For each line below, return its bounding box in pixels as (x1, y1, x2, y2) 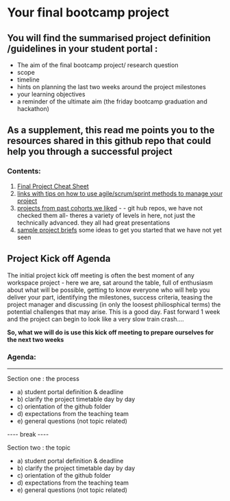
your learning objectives (16, 90, 86, 98)
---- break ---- (7, 430, 49, 438)
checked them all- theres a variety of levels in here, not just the (16, 211, 196, 219)
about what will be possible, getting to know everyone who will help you (7, 286, 210, 294)
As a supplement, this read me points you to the (7, 125, 215, 136)
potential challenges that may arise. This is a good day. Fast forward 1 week (7, 307, 220, 316)
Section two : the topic (7, 443, 71, 452)
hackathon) (16, 105, 50, 112)
